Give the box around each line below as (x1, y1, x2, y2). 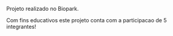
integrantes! (6, 23, 36, 30)
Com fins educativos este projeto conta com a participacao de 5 (6, 17, 167, 23)
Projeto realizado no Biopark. (6, 5, 79, 12)
